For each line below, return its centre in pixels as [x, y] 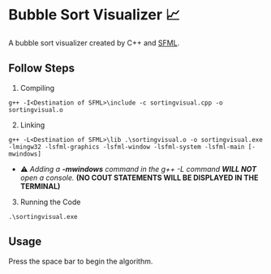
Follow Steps [42, 68]
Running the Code [50, 202]
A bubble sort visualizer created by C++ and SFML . [94, 43]
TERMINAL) [40, 186]
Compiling [37, 88]
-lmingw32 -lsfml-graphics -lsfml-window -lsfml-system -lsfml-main [127, 147]
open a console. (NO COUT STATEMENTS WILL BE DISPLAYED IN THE [139, 178]
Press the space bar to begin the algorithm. [81, 261]
